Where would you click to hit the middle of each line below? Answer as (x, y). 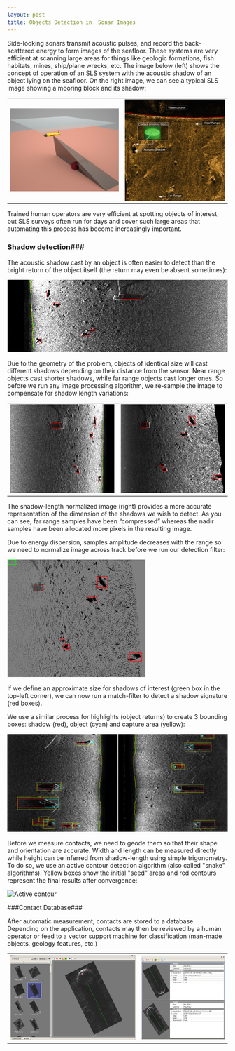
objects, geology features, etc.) (52, 943)
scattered (21, 51)
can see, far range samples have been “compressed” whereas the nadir (111, 521)
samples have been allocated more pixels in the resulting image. (100, 528)
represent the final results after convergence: (72, 880)
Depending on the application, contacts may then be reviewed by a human (114, 929)
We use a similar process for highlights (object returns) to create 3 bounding (117, 716)
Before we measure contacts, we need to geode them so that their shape (113, 843)
